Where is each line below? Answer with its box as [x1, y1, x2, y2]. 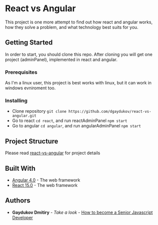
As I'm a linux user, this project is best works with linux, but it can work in [5, 80, 152, 86]
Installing [5, 97, 28, 104]
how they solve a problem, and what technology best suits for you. [5, 24, 139, 30]
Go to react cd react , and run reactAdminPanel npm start [12, 118, 127, 123]
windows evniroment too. [5, 85, 56, 91]
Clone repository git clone [12, 108, 67, 114]
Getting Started [5, 39, 53, 47]
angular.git [12, 113, 36, 119]
